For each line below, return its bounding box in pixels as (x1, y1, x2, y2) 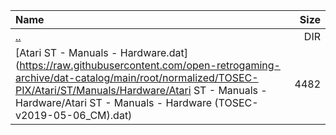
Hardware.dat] (119, 46, 188, 59)
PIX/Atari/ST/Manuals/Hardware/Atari (15, 84, 192, 97)
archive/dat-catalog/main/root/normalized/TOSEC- (15, 71, 259, 84)
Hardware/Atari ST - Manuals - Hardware (15, 96, 213, 109)
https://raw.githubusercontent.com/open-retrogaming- (19, 59, 281, 72)
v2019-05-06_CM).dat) (15, 109, 133, 122)
